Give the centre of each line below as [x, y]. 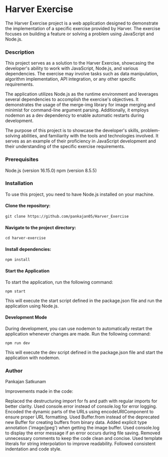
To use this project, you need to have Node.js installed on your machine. [80, 194]
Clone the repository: [28, 206]
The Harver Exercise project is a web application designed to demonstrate [82, 23]
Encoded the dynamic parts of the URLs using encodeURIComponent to [79, 412]
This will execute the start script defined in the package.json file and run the [84, 300]
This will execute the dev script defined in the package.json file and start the [84, 352]
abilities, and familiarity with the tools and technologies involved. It [90, 136]
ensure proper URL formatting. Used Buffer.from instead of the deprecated [82, 417]
